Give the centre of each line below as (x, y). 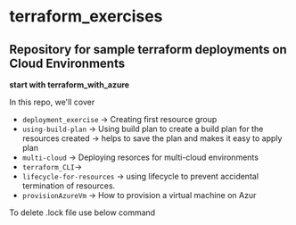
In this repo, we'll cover (52, 102)
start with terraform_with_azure (70, 85)
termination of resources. (69, 186)
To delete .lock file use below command (82, 212)
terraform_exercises (86, 17)
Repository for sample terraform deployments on (148, 50)
